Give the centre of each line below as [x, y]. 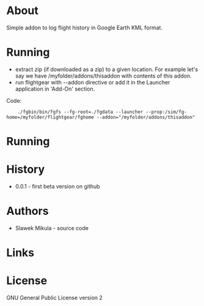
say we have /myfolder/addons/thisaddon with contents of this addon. [103, 76]
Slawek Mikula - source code [52, 228]
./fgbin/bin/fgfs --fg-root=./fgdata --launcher [80, 112]
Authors [27, 211]
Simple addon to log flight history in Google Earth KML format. [85, 28]
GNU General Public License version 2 [54, 298]
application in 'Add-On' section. [55, 89]
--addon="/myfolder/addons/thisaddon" [146, 117]
